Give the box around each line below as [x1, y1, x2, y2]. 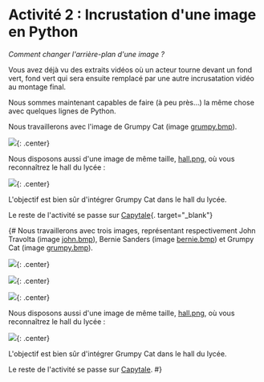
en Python [8, 23, 79, 41]
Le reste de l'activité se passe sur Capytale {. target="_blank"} [8, 210, 213, 220]
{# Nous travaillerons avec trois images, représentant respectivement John [8, 225, 256, 235]
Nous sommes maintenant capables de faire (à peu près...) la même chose [8, 97, 255, 107]
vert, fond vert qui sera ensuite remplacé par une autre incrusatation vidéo [8, 73, 254, 83]
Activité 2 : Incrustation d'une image [8, 6, 257, 24]
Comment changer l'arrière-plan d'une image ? [8, 49, 165, 59]
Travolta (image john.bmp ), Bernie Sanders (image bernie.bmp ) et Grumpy [8, 234, 254, 244]
